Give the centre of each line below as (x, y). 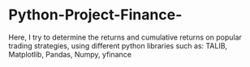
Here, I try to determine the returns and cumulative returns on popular (125, 37)
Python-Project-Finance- (95, 15)
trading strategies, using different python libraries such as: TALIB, (118, 45)
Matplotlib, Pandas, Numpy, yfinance (70, 54)
